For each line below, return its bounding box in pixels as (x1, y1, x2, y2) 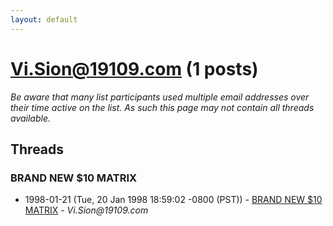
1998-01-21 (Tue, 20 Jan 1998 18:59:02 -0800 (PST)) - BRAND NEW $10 (24, 194, 323, 206)
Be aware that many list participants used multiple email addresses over (10, 91, 310, 103)
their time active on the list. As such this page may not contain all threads (10, 101, 315, 113)
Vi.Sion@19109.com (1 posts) (10, 57, 259, 80)
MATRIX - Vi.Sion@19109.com (24, 204, 149, 216)
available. (10, 112, 52, 124)
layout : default (10, 14, 78, 25)
